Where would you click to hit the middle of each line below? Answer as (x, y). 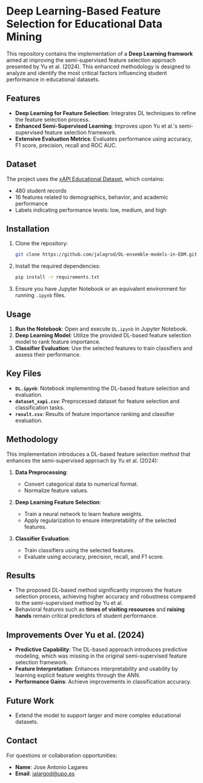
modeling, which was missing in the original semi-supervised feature (101, 656)
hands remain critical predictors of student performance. (86, 616)
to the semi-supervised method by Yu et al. (69, 603)
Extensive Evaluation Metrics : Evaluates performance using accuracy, (104, 139)
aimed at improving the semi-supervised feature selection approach (91, 60)
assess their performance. (48, 354)
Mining (24, 37)
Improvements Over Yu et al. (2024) (75, 635)
